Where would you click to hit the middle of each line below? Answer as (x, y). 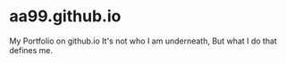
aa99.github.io (65, 16)
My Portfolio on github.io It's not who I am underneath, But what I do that (143, 41)
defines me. (31, 50)
